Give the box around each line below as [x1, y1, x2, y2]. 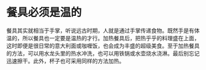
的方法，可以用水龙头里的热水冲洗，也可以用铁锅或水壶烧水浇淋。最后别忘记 [6, 49, 200, 57]
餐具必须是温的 [6, 5, 82, 19]
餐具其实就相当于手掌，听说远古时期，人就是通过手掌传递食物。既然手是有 [6, 27, 194, 34]
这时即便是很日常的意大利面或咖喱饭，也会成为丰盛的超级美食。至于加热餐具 [6, 42, 200, 49]
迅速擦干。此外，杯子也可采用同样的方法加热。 [6, 57, 124, 65]
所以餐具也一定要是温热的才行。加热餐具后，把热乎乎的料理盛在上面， [22, 34, 200, 41]
